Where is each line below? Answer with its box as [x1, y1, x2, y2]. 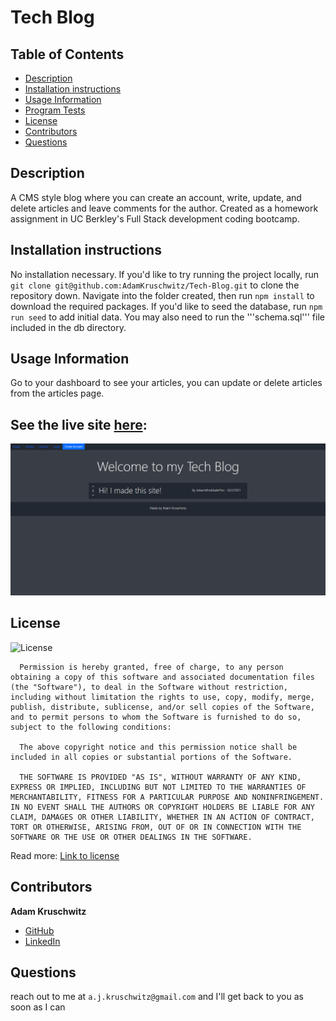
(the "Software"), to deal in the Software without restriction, [10, 682, 288, 692]
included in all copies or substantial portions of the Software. [10, 752, 293, 762]
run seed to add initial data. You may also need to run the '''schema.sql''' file [10, 311, 325, 323]
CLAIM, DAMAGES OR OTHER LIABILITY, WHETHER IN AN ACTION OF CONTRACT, [10, 812, 315, 822]
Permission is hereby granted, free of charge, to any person [19, 662, 284, 672]
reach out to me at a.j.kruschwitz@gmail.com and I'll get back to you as [10, 991, 304, 1003]
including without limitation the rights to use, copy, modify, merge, [10, 692, 315, 702]
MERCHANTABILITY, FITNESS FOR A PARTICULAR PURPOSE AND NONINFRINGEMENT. [10, 792, 325, 802]
